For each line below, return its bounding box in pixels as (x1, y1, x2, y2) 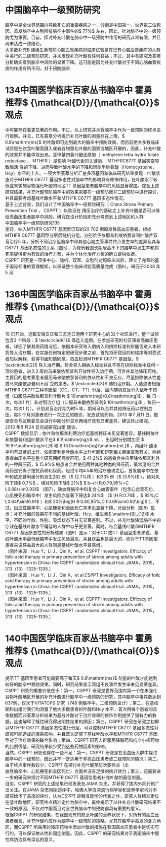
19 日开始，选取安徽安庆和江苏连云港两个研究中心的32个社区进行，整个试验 (5, 331, 159, 337)
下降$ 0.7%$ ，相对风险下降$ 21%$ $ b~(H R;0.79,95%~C (9, 480, 129, 486)
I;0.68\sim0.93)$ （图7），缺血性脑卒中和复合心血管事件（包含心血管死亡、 (5, 486, 158, 492)
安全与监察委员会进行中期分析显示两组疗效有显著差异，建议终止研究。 (9, 418, 152, 423)
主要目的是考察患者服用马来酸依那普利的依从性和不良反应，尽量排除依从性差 (5, 374, 161, 380)
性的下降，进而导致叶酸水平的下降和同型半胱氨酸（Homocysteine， (19, 164, 157, 170)
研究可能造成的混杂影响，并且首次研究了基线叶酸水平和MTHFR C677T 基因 (5, 731, 158, 737)
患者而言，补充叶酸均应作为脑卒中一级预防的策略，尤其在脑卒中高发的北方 (5, 818, 157, 824)
